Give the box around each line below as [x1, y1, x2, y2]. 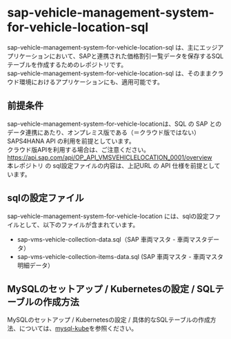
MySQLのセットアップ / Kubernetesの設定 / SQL [7, 283, 215, 295]
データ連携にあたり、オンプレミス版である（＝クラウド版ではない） [7, 128, 200, 136]
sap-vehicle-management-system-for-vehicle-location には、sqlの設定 [7, 212, 209, 220]
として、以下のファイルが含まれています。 [19, 220, 139, 229]
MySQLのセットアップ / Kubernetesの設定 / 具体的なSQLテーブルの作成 [7, 316, 210, 324]
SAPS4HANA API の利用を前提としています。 [7, 137, 136, 145]
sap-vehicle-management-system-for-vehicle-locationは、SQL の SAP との [7, 119, 222, 128]
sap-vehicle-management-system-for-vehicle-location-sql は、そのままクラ [7, 69, 224, 77]
